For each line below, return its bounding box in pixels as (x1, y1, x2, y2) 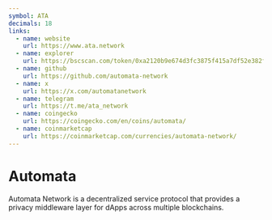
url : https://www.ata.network (23, 42, 125, 50)
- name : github (15, 65, 67, 73)
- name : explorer (15, 49, 74, 57)
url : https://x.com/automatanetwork (23, 87, 147, 95)
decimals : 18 (8, 19, 53, 27)
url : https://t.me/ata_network (23, 102, 129, 110)
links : (8, 27, 31, 35)
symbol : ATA (8, 11, 49, 20)
